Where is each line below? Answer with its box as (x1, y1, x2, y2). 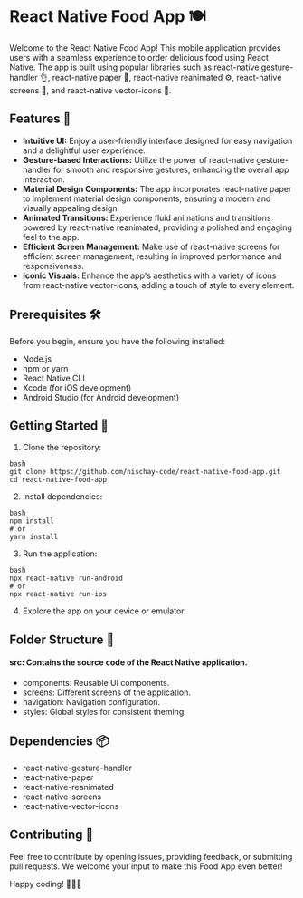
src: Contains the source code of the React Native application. (9, 657, 248, 668)
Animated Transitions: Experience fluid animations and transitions (22, 212, 271, 223)
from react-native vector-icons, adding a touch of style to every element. (22, 279, 295, 290)
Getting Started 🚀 (9, 418, 109, 433)
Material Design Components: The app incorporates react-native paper (22, 183, 292, 194)
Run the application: (22, 548, 98, 559)
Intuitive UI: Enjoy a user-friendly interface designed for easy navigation (22, 135, 293, 146)
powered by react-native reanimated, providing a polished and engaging (22, 222, 292, 233)
